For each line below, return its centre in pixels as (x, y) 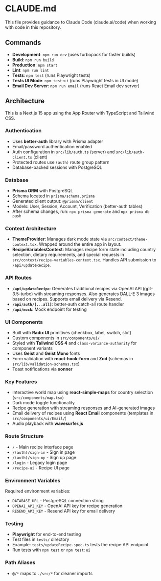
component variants (32, 349)
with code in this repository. (33, 27)
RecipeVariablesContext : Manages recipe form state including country (84, 250)
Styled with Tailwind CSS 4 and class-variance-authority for (74, 343)
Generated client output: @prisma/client (53, 201)
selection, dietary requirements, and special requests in (68, 255)
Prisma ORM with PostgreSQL (43, 191)
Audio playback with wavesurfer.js (47, 423)
